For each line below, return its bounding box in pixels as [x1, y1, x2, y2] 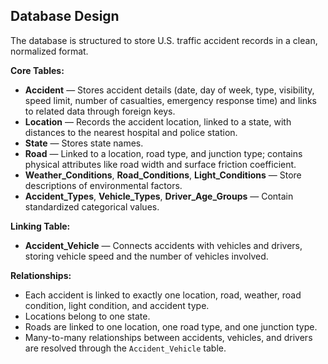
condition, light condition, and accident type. [24, 299, 210, 311]
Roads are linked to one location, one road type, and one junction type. [24, 320, 318, 333]
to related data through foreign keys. [24, 105, 176, 117]
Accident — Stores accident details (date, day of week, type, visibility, [24, 84, 315, 96]
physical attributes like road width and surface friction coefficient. [24, 158, 297, 170]
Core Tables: [10, 64, 65, 76]
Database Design [10, 8, 120, 25]
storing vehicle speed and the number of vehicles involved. [24, 250, 269, 262]
